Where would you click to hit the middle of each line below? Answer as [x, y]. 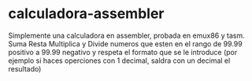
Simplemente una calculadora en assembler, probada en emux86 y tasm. [127, 35]
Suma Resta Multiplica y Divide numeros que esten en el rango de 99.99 [125, 43]
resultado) [25, 68]
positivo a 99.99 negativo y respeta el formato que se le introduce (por [123, 52]
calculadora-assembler [86, 14]
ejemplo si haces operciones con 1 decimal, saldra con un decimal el [119, 61]
